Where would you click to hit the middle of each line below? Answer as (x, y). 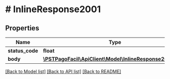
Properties (22, 28)
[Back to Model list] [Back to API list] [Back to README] (63, 71)
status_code (23, 51)
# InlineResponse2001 (53, 9)
